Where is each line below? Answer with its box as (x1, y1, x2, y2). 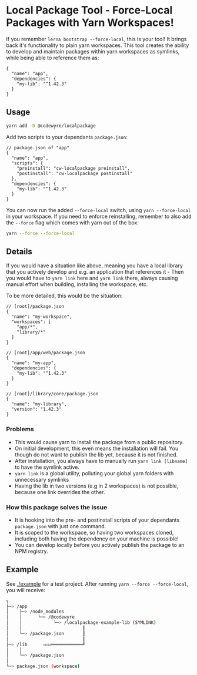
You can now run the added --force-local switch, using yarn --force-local (6, 206, 191, 213)
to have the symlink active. (14, 464, 79, 471)
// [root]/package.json (6, 304, 65, 310)
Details (6, 246, 32, 256)
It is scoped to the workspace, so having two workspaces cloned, (14, 529, 174, 536)
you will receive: (6, 586, 46, 593)
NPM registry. (14, 548, 48, 555)
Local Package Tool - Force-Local (6, 4, 173, 17)
